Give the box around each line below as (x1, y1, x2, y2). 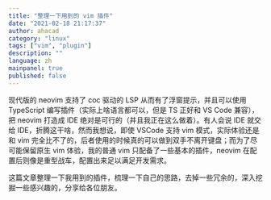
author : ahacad (8, 27, 60, 35)
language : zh (8, 57, 52, 65)
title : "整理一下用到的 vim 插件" (8, 11, 114, 20)
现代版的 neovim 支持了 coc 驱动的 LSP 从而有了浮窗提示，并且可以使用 (8, 94, 247, 105)
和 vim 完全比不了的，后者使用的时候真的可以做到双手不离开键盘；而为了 (8, 135, 251, 145)
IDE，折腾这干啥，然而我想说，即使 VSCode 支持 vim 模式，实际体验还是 (17, 125, 260, 135)
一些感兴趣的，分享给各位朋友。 (15, 182, 122, 192)
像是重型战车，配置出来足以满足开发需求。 (29, 155, 171, 165)
